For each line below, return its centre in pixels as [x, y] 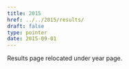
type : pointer [27, 32]
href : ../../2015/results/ [46, 20]
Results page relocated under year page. [65, 58]
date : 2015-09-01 [32, 39]
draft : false [26, 26]
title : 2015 [24, 13]
